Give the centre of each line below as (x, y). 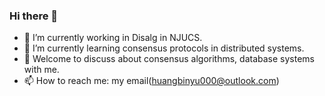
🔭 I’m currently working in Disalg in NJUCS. (113, 38)
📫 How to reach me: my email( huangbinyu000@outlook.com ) (151, 81)
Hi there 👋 (34, 16)
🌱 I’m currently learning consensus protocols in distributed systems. (164, 48)
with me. (41, 70)
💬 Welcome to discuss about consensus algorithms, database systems (169, 59)
